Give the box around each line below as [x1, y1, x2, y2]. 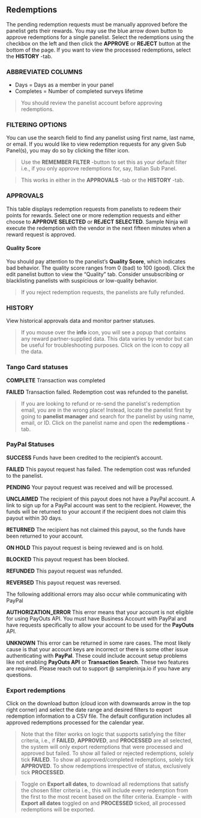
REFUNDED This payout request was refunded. [6, 567, 123, 574]
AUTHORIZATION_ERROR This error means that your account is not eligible [6, 609, 194, 616]
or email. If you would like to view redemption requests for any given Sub [6, 140, 187, 148]
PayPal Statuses [6, 441, 55, 449]
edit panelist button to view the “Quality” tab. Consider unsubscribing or [6, 270, 184, 278]
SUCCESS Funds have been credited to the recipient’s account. [6, 454, 163, 461]
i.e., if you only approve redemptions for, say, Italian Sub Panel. [20, 165, 177, 172]
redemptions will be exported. [20, 806, 95, 813]
